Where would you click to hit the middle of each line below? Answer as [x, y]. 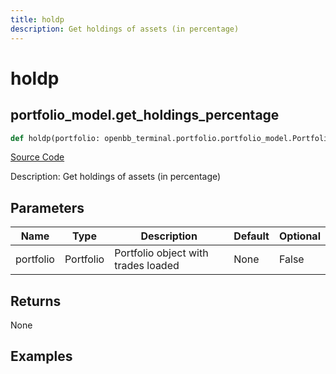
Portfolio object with [161, 253]
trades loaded [147, 266]
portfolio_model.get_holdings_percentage [145, 115]
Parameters [47, 207]
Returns [36, 301]
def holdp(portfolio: [55, 138]
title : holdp [37, 19]
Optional [299, 236]
